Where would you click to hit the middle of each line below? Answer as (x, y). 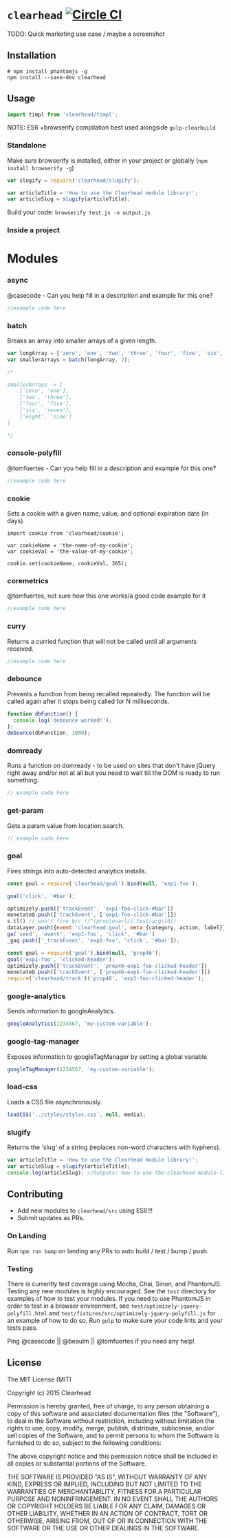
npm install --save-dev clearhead (57, 77)
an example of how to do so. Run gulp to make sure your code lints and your (115, 1321)
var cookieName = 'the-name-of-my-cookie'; (70, 546)
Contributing (35, 1194)
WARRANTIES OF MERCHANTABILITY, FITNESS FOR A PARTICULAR (104, 1491)
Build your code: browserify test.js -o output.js (79, 212)
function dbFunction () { (43, 714)
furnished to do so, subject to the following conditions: (84, 1443)
